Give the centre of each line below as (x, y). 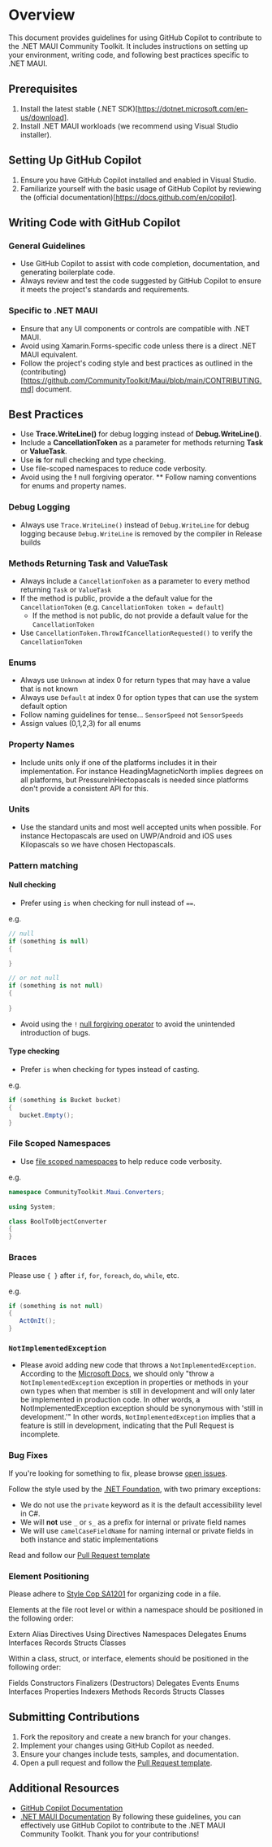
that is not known (49, 689)
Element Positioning (49, 1576)
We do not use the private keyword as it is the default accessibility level (141, 1504)
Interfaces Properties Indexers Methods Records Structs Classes (117, 1692)
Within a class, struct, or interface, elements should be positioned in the (129, 1658)
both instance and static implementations (89, 1539)
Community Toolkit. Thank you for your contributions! (110, 1834)
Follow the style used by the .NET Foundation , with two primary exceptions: (135, 1489)
